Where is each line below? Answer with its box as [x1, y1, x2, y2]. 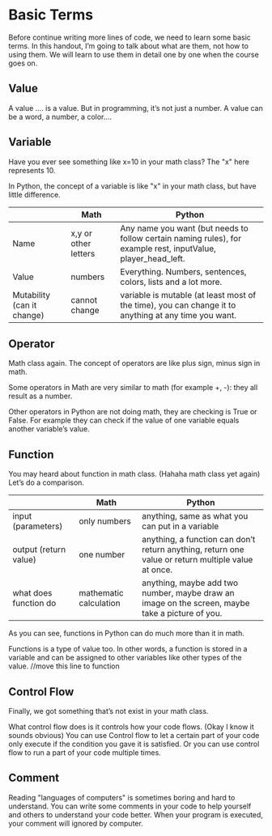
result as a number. [8, 391, 73, 401]
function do [12, 597, 57, 609]
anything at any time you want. [120, 309, 237, 320]
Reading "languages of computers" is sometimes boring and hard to [8, 792, 236, 802]
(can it [12, 299, 37, 311]
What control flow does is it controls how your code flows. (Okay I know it [8, 722, 255, 732]
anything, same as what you [141, 511, 249, 522]
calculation [79, 597, 121, 609]
